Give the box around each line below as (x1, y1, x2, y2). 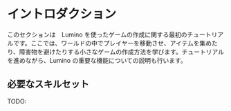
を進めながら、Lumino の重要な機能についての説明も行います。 (7, 56, 187, 64)
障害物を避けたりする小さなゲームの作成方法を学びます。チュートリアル (19, 48, 225, 56)
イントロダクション (7, 6, 117, 22)
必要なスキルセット (7, 79, 89, 90)
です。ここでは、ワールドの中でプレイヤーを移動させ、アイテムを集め (12, 39, 212, 47)
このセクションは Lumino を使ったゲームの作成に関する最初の (7, 30, 188, 39)
